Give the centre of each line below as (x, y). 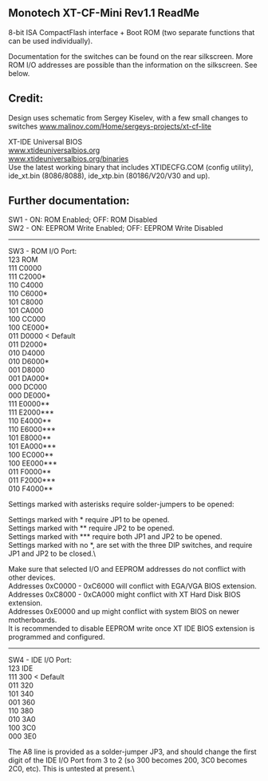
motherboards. (33, 620)
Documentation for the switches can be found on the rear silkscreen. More (131, 56)
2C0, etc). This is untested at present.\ (71, 769)
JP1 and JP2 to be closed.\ (52, 553)
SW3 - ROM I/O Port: (43, 252)
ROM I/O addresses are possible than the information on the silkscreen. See (133, 65)
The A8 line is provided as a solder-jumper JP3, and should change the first (132, 752)
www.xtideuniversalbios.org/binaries (69, 158)
